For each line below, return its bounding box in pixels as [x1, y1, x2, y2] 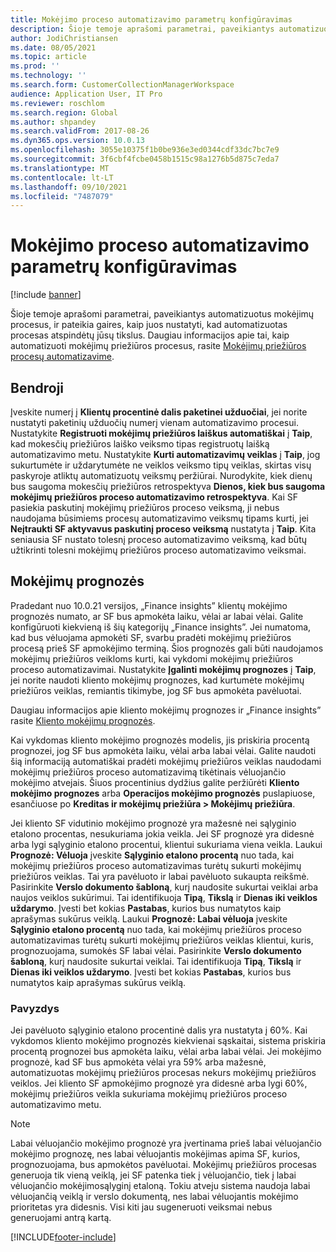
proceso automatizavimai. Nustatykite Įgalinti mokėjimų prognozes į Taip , [10, 663, 317, 675]
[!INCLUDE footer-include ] [10, 1231, 117, 1243]
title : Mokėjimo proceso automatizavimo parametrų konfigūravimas [10, 14, 293, 25]
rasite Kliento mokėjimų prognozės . [10, 714, 156, 726]
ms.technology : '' [10, 71, 87, 81]
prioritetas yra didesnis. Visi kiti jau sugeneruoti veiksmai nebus [10, 1201, 273, 1213]
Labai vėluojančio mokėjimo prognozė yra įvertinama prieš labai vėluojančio [10, 1137, 322, 1150]
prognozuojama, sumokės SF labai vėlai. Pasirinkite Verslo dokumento [10, 944, 302, 956]
